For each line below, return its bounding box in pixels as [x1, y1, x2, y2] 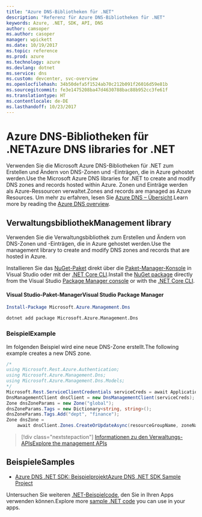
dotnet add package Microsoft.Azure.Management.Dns [6, 315, 138, 321]
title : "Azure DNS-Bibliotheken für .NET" [6, 8, 114, 15]
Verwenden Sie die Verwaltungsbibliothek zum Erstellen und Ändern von [6, 234, 186, 241]
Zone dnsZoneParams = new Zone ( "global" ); [6, 400, 114, 406]
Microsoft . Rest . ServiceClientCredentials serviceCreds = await [6, 389, 168, 395]
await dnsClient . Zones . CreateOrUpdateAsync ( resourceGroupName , [17, 423, 179, 429]
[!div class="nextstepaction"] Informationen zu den [20, 434, 148, 440]
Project [14, 479, 33, 486]
